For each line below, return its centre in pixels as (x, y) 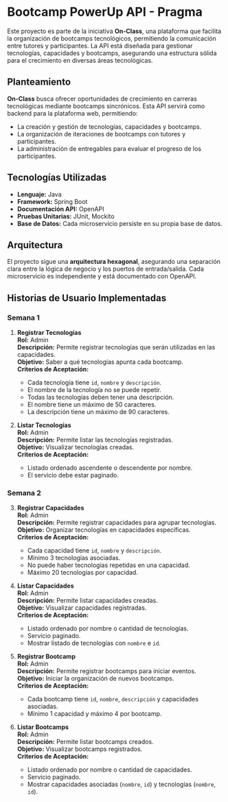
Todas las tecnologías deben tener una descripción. (101, 398)
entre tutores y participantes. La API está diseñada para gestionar (100, 45)
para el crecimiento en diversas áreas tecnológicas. (80, 60)
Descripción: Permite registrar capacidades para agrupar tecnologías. (117, 523)
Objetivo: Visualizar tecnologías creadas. (76, 447)
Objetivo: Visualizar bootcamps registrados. (80, 749)
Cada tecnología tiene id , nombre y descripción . (94, 382)
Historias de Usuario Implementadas (87, 298)
